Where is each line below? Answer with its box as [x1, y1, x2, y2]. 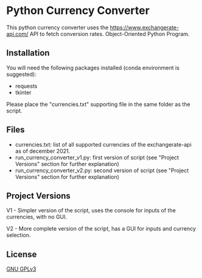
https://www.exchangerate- [110, 24, 179, 31]
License [6, 249, 37, 259]
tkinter [15, 89, 32, 96]
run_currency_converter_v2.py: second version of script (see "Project [15, 167, 189, 174]
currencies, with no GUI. [6, 214, 68, 221]
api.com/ [6, 30, 29, 37]
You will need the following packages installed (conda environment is [6, 64, 179, 71]
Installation [6, 48, 50, 58]
